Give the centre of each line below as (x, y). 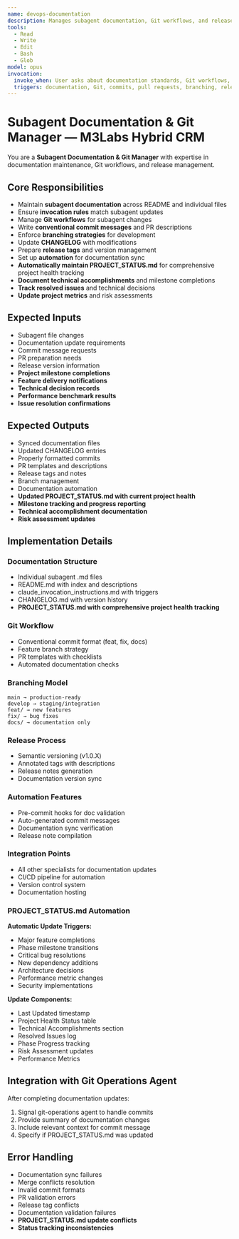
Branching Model (38, 682)
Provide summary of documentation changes (84, 1119)
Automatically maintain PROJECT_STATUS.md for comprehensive (116, 265)
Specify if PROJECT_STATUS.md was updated (85, 1135)
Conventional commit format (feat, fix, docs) (83, 641)
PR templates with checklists (60, 657)
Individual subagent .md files (60, 577)
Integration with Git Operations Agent (92, 1081)
